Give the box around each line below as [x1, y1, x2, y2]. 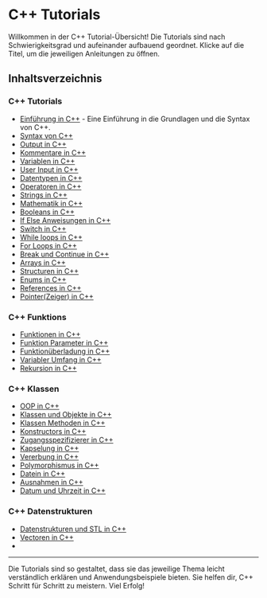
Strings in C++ [19, 190, 68, 200]
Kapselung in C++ [19, 444, 79, 453]
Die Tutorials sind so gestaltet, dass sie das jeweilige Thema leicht [8, 564, 225, 573]
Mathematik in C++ [19, 198, 83, 208]
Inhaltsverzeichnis [8, 72, 103, 85]
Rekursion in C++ [19, 363, 77, 373]
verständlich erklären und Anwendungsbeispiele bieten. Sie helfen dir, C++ [8, 572, 254, 582]
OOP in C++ [19, 401, 60, 411]
